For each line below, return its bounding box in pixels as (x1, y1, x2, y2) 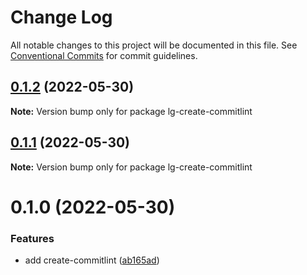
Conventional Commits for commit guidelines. (10, 49, 198, 61)
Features (10, 231, 55, 245)
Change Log (10, 6, 113, 29)
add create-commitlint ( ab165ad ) (24, 254, 160, 266)
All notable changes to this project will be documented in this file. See (10, 39, 298, 51)
